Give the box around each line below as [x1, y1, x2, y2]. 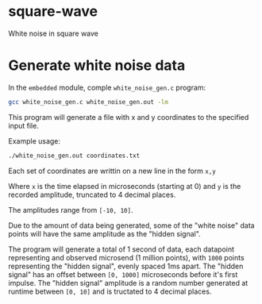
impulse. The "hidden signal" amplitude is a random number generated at [8, 278, 249, 287]
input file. [8, 121, 40, 130]
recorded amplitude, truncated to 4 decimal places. [8, 190, 176, 199]
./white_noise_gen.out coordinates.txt [8, 152, 141, 160]
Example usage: [8, 136, 61, 145]
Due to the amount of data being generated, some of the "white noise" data [8, 221, 256, 230]
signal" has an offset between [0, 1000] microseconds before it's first [8, 269, 238, 279]
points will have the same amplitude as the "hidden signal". [8, 229, 201, 238]
